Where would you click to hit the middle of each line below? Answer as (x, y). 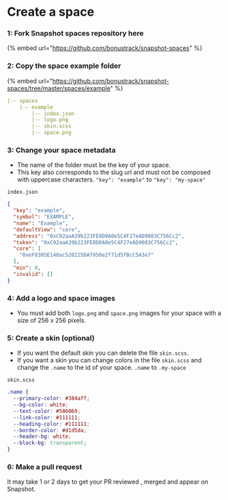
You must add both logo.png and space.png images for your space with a (119, 313)
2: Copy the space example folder (64, 66)
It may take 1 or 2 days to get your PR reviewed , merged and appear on (108, 482)
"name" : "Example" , (41, 223)
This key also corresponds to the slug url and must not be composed (114, 173)
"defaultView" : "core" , (47, 229)
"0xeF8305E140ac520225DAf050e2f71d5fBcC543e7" (87, 255)
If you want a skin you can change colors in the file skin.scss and (109, 360)
